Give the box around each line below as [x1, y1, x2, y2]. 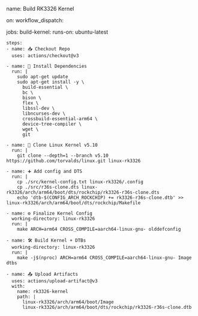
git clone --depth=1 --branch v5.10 [17, 153, 109, 159]
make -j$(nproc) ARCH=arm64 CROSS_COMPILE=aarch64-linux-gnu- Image [17, 255, 192, 261]
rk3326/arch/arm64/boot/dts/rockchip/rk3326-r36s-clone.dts [6, 189, 160, 195]
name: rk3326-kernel [17, 288, 68, 294]
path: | [17, 294, 36, 300]
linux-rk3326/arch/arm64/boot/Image [22, 299, 114, 305]
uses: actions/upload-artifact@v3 [11, 278, 98, 284]
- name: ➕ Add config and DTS [6, 168, 83, 174]
